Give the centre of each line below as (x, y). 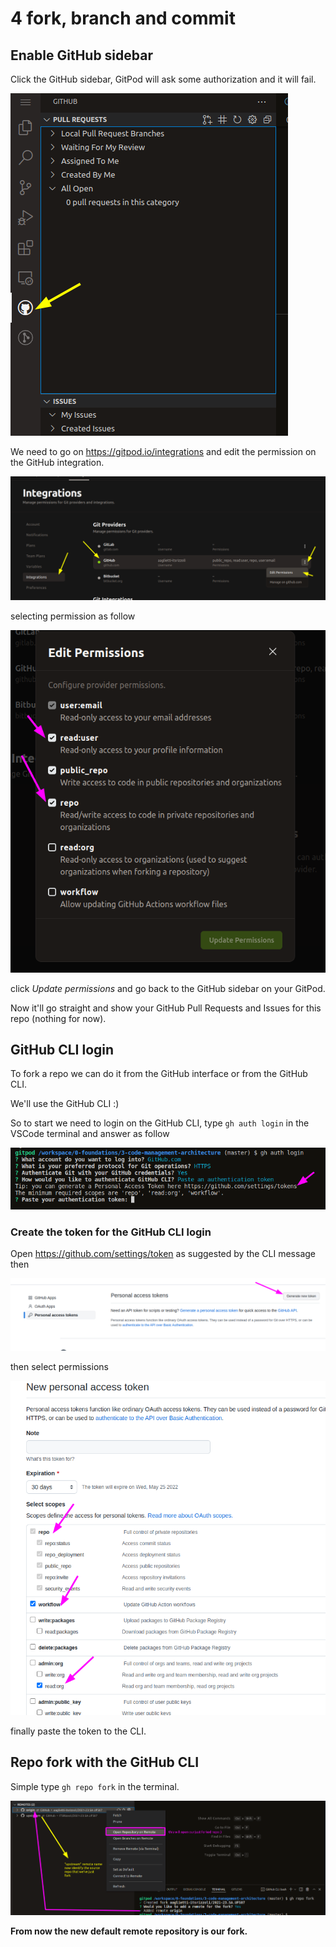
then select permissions (59, 1367)
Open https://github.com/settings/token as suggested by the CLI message (163, 1253)
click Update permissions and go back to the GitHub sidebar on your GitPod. (168, 988)
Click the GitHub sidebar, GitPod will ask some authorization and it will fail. (163, 79)
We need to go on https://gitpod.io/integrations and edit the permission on (163, 451)
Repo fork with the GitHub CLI (105, 1762)
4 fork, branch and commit (123, 18)
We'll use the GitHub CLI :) (65, 1104)
